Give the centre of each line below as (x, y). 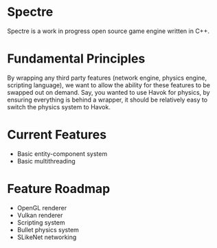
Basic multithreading (46, 161)
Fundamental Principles (76, 59)
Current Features (57, 135)
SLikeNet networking (47, 237)
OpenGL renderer (42, 207)
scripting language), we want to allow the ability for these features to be (109, 85)
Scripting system (41, 222)
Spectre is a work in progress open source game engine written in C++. (108, 31)
